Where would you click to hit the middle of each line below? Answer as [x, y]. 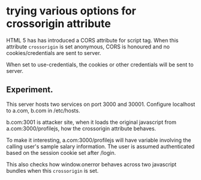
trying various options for [71, 11]
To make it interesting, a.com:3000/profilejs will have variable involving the [99, 140]
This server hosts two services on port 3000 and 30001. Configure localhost [101, 104]
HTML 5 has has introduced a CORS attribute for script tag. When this [92, 40]
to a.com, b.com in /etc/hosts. [43, 110]
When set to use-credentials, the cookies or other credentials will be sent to [100, 65]
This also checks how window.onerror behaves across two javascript [91, 164]
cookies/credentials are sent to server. [54, 53]
